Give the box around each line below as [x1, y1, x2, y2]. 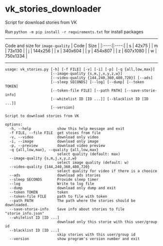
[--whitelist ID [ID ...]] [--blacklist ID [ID [50, 96, 149, 101]
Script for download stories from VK [5, 19, 77, 25]
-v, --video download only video [9, 135, 98, 139]
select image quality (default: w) [57, 160, 130, 165]
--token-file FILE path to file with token [9, 194, 108, 199]
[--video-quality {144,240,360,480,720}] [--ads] [50, 75, 153, 80]
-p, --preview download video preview [9, 143, 105, 148]
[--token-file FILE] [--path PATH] [50, 88, 123, 93]
